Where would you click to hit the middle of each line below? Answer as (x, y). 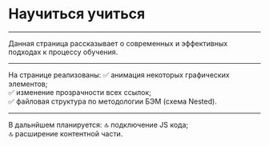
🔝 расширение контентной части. (66, 133)
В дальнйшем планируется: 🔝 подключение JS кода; (98, 124)
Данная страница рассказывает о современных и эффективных (118, 43)
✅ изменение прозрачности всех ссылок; (80, 92)
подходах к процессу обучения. (63, 52)
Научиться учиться (77, 14)
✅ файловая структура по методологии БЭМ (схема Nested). (113, 101)
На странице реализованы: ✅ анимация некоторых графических (119, 75)
